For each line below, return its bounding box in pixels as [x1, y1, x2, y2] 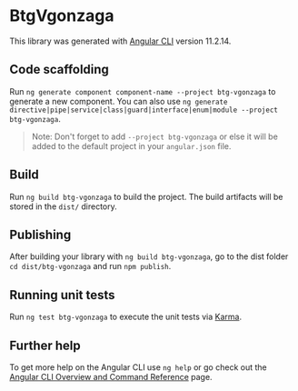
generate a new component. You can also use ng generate [9, 95, 228, 106]
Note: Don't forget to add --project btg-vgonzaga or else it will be [31, 131, 279, 142]
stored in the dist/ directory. [9, 201, 118, 212]
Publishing [9, 226, 72, 242]
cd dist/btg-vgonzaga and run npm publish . [9, 261, 172, 272]
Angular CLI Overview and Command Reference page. [9, 372, 213, 382]
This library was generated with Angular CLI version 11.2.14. [9, 35, 232, 46]
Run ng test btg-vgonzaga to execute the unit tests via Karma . [9, 311, 243, 323]
